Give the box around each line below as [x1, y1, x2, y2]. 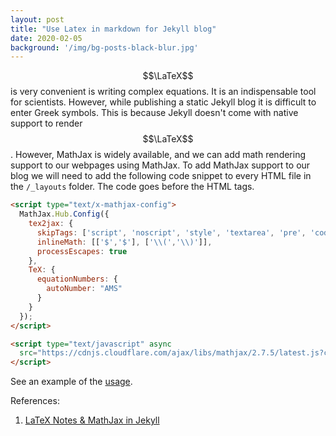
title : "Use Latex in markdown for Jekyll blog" [10, 24, 217, 34]
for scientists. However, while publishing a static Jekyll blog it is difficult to [10, 96, 317, 108]
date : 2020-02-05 [10, 33, 83, 43]
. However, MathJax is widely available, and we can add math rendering [10, 149, 307, 161]
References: [10, 395, 60, 407]
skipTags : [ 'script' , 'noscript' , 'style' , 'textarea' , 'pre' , [36, 227, 307, 238]
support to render [10, 117, 83, 130]
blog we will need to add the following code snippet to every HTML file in [10, 170, 312, 182]
